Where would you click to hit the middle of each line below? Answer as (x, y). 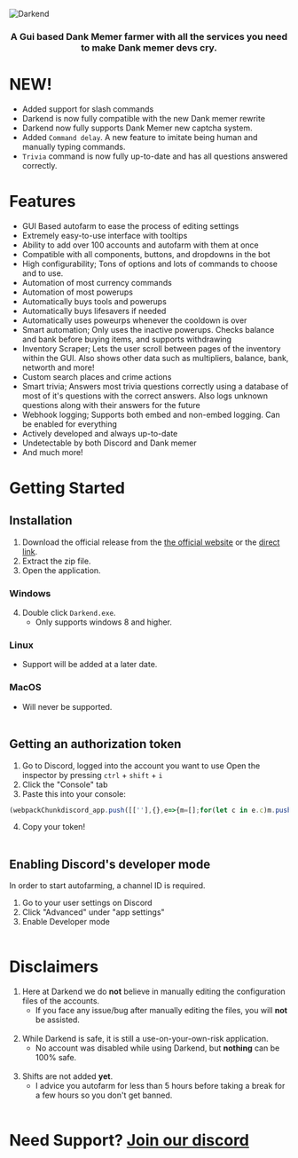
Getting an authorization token (95, 744)
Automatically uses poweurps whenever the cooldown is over (134, 320)
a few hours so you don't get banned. (104, 1095)
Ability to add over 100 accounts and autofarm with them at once (140, 245)
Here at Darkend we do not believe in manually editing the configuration (153, 992)
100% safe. (56, 1058)
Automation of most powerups (77, 292)
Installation (41, 520)
